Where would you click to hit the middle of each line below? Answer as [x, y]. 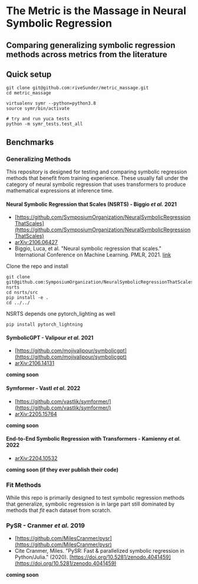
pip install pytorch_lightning [44, 325]
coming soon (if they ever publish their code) [62, 470]
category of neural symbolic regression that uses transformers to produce [96, 185]
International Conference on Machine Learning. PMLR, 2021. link [93, 255]
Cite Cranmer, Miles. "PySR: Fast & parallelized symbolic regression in [99, 551]
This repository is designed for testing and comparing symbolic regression [97, 172]
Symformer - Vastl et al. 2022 [43, 388]
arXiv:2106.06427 [36, 242]
